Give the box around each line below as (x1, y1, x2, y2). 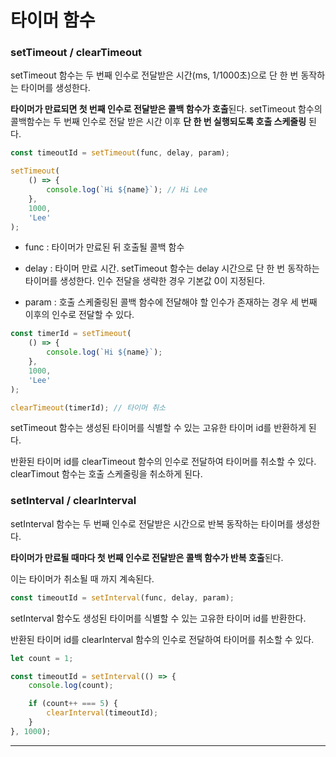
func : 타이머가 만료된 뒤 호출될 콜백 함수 (24, 241, 185, 253)
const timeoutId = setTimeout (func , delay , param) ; (10, 148, 230, 158)
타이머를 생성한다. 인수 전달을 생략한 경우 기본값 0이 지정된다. (24, 275, 266, 287)
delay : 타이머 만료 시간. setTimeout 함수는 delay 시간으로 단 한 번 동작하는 (24, 262, 320, 275)
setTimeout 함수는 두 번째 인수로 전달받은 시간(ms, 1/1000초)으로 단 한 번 (10, 69, 299, 81)
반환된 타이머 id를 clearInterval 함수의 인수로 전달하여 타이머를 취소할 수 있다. (10, 633, 315, 645)
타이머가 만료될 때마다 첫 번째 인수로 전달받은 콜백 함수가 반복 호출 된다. (10, 551, 284, 563)
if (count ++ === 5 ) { (28, 699, 118, 709)
